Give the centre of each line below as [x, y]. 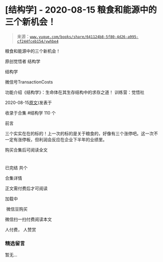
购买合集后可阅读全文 [26, 150]
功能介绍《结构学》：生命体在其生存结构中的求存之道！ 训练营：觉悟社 [75, 92]
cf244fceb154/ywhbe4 [38, 41]
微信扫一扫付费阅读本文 [28, 219]
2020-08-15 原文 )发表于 [29, 102]
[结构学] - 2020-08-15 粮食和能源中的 [81, 10]
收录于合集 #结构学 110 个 [30, 113]
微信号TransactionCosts [29, 82]
